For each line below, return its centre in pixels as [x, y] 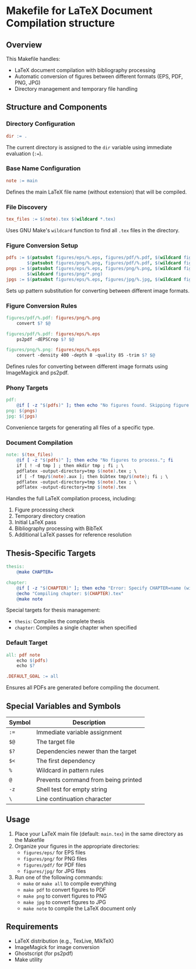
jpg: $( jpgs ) [22, 417]
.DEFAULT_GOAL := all [32, 676]
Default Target [27, 643]
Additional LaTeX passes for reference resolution [73, 535]
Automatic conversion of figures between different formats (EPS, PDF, [99, 76]
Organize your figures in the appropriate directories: [77, 846]
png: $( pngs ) [22, 411]
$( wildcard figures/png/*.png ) [65, 274]
